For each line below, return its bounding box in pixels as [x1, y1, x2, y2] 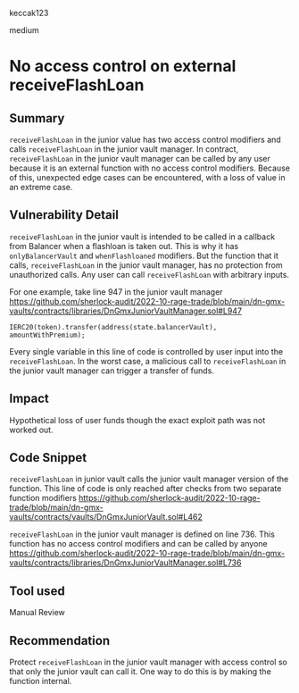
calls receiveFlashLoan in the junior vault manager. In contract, [9, 144, 239, 154]
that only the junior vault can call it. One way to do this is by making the [9, 666, 272, 677]
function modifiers [9, 493, 78, 504]
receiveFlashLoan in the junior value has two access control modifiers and [9, 134, 281, 145]
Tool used [9, 583, 65, 598]
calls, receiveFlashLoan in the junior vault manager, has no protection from [9, 259, 283, 271]
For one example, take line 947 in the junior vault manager [9, 286, 223, 297]
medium [9, 25, 39, 35]
